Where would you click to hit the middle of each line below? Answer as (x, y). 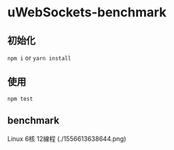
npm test (20, 99)
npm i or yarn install (39, 58)
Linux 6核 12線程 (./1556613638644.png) (67, 139)
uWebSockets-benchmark (87, 12)
